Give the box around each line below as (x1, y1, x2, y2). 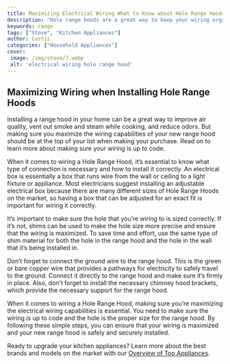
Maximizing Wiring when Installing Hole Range (7, 86, 210, 98)
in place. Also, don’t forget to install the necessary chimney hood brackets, (7, 279, 218, 287)
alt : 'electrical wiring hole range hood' (10, 61, 133, 68)
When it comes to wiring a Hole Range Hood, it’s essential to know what (7, 158, 210, 166)
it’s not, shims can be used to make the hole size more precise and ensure (7, 222, 216, 230)
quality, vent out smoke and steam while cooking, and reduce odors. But (7, 123, 211, 131)
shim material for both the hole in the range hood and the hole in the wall (7, 236, 212, 245)
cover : (7, 49, 26, 56)
